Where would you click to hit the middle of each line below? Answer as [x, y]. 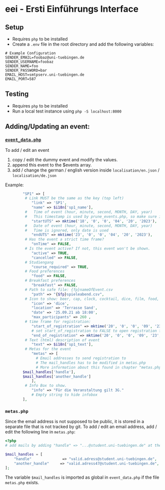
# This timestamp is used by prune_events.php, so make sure [91, 216]
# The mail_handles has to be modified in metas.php [91, 363]
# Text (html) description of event [62, 340]
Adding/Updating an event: [47, 127]
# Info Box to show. [46, 386]
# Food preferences [45, 271]
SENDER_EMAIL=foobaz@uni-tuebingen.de [45, 58]
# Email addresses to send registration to [81, 358]
